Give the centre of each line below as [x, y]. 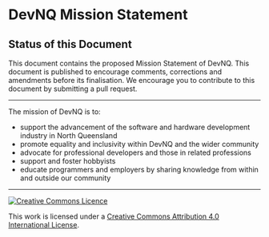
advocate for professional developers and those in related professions [136, 152]
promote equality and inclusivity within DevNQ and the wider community [139, 144]
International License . [44, 225]
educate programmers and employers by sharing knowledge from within [139, 170]
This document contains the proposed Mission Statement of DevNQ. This [129, 63]
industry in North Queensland [68, 136]
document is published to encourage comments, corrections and [115, 72]
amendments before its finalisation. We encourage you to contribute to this [132, 80]
